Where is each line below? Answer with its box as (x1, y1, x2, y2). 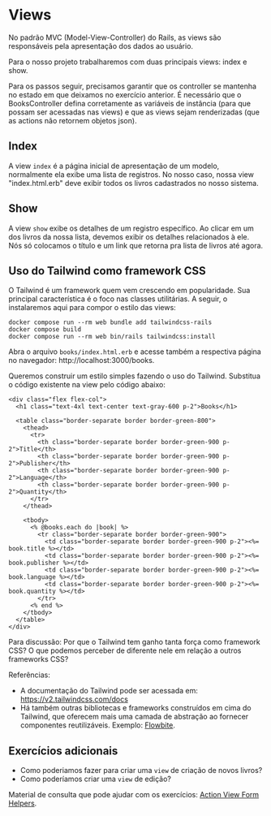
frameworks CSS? (8, 654, 69, 664)
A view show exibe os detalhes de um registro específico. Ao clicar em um (8, 223, 254, 233)
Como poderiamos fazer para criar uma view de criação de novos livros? (19, 766, 263, 775)
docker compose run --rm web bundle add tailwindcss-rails (8, 318, 213, 326)
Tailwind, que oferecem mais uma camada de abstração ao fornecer (19, 712, 249, 722)
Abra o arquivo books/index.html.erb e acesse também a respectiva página (8, 347, 261, 356)
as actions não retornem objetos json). (8, 115, 137, 125)
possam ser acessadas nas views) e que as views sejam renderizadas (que (8, 107, 260, 117)
